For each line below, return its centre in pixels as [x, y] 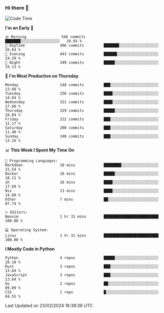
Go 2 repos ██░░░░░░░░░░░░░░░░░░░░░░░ [82, 284]
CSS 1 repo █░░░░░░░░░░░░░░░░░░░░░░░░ [82, 292]
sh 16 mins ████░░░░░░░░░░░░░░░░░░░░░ [82, 182]
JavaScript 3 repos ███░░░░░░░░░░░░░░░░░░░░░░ [82, 275]
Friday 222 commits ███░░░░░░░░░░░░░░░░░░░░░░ [82, 120]
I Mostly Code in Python [30, 249]
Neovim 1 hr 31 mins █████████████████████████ [82, 217]
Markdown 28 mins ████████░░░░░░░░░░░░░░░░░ [82, 165]
